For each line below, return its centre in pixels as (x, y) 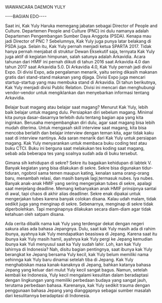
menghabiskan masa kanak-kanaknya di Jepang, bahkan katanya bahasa (78, 265)
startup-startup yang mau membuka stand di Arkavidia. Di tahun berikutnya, (81, 82)
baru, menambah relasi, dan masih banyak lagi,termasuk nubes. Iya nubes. (80, 178)
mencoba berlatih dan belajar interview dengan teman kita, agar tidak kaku (79, 133)
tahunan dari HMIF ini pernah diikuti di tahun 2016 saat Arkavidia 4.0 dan (77, 62)
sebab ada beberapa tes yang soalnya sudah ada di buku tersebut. (72, 153)
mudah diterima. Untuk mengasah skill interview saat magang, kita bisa (76, 128)
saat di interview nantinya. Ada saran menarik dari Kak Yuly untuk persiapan (81, 138)
